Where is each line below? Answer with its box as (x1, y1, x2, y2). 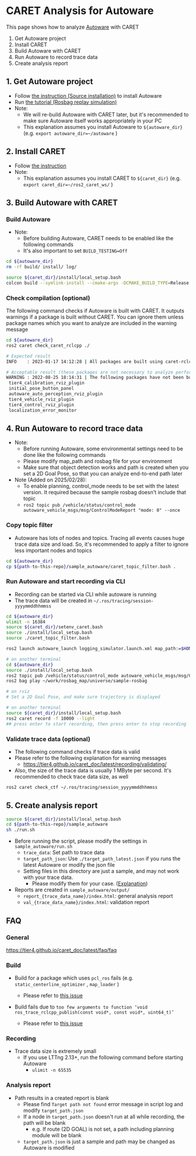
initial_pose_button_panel (8, 385, 75, 392)
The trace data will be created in (14, 597, 93, 604)
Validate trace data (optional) (6, 735, 90, 743)
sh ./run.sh (6, 827, 35, 833)
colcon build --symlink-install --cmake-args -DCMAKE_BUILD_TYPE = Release (6, 280, 190, 286)
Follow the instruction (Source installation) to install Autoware (14, 92, 162, 99)
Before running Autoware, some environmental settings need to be (23, 445, 184, 452)
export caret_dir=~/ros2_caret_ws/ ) (23, 180, 113, 188)
